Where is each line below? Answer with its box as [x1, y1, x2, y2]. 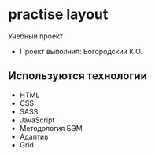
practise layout [8, 5, 109, 24]
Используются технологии [8, 69, 148, 83]
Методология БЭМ [19, 123, 83, 132]
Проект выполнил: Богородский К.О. [19, 46, 143, 56]
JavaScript [19, 115, 55, 125]
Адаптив [19, 132, 49, 141]
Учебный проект [8, 31, 63, 41]
